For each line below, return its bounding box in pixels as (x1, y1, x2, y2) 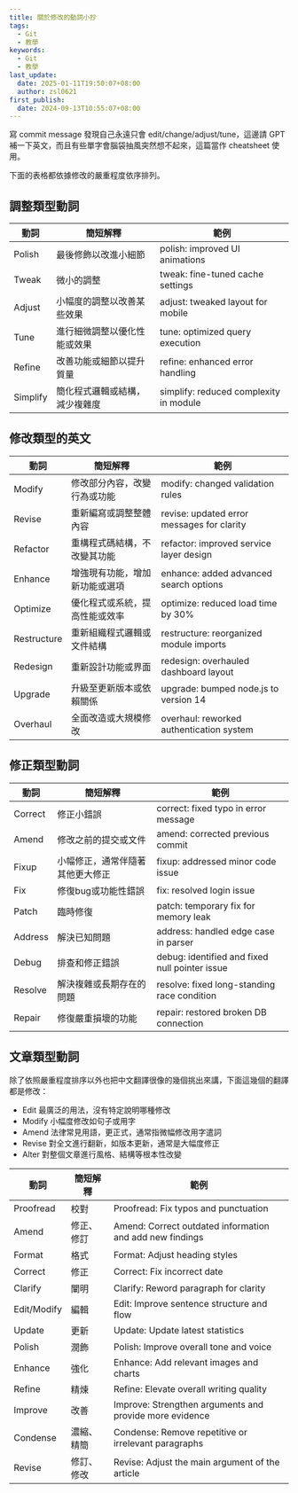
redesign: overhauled (161, 654, 250, 667)
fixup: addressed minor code (156, 855, 277, 867)
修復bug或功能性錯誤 (57, 884, 145, 896)
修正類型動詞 (9, 758, 80, 773)
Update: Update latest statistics (114, 1324, 245, 1336)
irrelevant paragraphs (114, 1437, 204, 1450)
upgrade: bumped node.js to (161, 682, 279, 694)
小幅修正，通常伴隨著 (57, 855, 146, 867)
